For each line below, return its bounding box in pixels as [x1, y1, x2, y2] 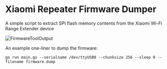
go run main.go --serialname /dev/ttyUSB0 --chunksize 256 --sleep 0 [5, 54, 156, 60]
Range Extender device [5, 25, 54, 31]
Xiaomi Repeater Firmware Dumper [5, 4, 156, 15]
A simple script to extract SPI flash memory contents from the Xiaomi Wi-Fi [5, 20, 162, 26]
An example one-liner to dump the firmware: [5, 45, 98, 51]
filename [5, 59, 24, 64]
